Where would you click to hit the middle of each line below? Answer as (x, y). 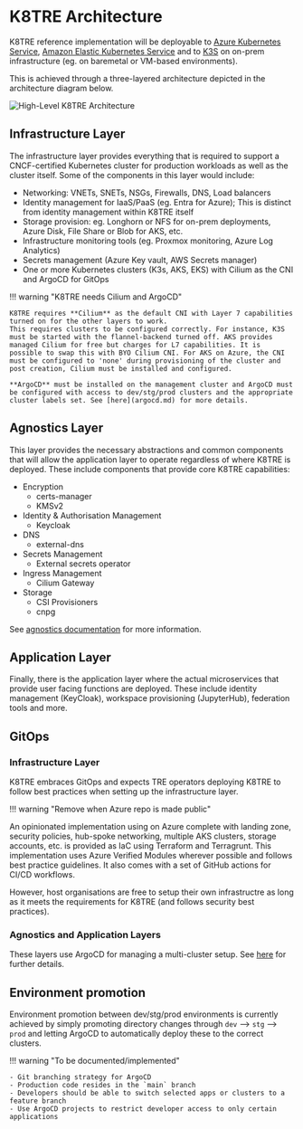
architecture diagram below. (62, 88)
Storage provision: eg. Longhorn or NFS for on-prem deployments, (147, 221)
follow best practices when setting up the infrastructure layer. (124, 792)
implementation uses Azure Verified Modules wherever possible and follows (151, 856)
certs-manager (64, 496)
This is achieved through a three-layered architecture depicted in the (137, 78)
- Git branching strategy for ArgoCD (80, 1077)
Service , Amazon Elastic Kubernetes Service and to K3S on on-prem (137, 51)
